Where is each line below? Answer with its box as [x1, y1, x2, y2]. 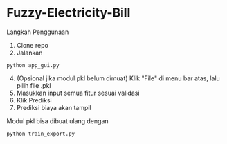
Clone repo [16, 41, 49, 49]
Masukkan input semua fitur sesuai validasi [16, 89, 140, 97]
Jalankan [16, 48, 43, 57]
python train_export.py [6, 130, 75, 137]
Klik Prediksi [16, 96, 53, 105]
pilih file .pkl [16, 81, 51, 89]
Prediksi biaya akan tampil [16, 103, 91, 111]
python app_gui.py [6, 62, 60, 69]
